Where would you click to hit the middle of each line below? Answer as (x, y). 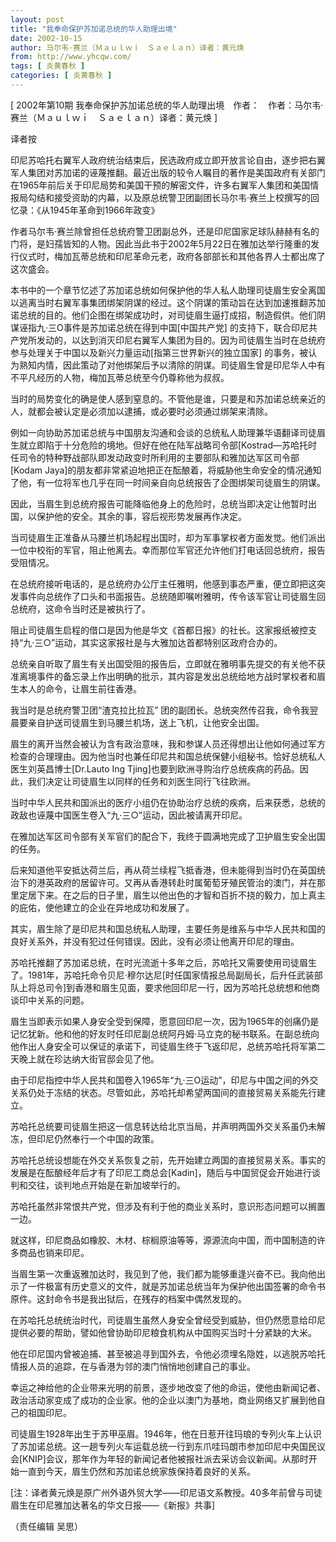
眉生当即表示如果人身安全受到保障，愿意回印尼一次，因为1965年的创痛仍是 (165, 1021)
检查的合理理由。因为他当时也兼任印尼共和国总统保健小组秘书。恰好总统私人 (168, 756)
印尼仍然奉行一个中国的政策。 (98, 1138)
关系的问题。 (63, 1000)
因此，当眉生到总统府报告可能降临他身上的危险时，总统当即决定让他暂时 (159, 503)
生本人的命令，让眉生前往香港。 (76, 688)
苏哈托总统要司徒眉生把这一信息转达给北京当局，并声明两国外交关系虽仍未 (163, 1126)
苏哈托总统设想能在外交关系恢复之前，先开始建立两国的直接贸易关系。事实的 (168, 1160)
